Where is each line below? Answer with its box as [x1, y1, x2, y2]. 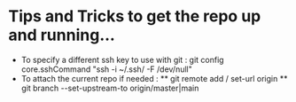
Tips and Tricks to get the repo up [8, 6, 261, 27]
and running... [8, 25, 116, 45]
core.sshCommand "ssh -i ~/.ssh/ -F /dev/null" [20, 64, 192, 75]
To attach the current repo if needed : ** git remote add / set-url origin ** [20, 73, 288, 83]
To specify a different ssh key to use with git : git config [20, 54, 224, 65]
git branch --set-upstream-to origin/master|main [20, 82, 199, 93]
